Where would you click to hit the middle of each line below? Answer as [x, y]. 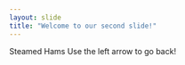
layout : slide [36, 17]
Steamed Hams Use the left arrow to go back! [92, 51]
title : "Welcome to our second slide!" [83, 26]
